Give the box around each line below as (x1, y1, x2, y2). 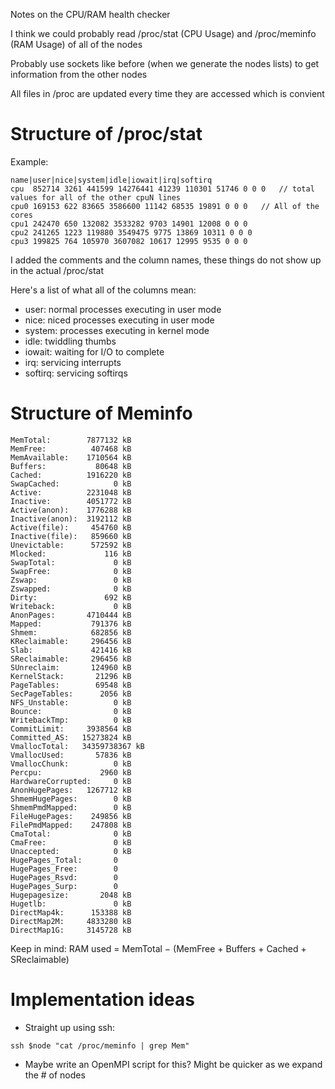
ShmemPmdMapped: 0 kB (10, 802, 132, 813)
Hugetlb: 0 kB (10, 899, 132, 909)
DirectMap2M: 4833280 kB (10, 916, 132, 926)
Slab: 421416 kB (10, 645, 132, 655)
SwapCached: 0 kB (10, 479, 132, 489)
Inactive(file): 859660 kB (10, 531, 132, 541)
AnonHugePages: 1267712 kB (10, 785, 132, 795)
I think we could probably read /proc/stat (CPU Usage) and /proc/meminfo (10, 28, 317, 39)
